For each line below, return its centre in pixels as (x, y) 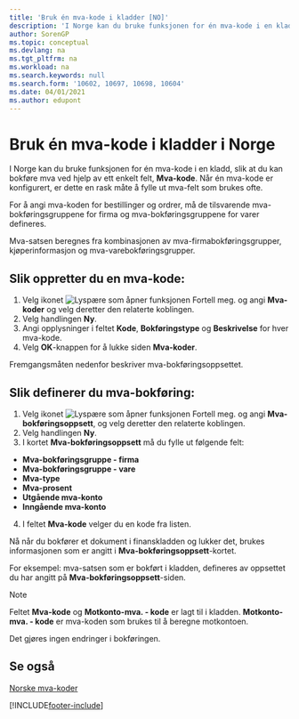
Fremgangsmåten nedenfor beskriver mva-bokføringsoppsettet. (126, 365)
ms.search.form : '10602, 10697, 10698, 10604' (97, 84)
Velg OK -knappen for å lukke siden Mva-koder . (109, 347)
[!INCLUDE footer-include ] (57, 705)
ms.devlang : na (37, 51)
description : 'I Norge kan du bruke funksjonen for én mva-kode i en (141, 26)
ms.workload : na (39, 68)
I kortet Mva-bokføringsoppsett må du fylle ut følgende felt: (133, 442)
